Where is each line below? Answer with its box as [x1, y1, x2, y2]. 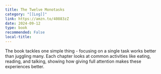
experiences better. [5, 63, 45, 69]
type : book [5, 25, 27, 30]
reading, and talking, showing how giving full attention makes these [5, 58, 141, 64]
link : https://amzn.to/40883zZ [5, 16, 69, 21]
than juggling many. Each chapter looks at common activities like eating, [5, 53, 151, 59]
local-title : [5, 35, 32, 40]
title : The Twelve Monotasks [5, 7, 65, 12]
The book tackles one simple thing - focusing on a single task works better [5, 48, 157, 54]
